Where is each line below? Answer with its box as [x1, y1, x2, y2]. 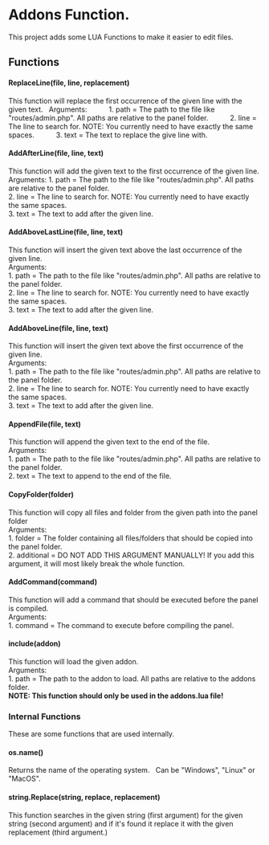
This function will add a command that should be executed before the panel [8, 594, 259, 604]
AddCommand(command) [8, 577, 98, 587]
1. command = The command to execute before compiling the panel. [8, 620, 234, 630]
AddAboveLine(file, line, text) [8, 323, 109, 333]
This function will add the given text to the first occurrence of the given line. [8, 166, 259, 176]
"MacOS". [8, 774, 42, 784]
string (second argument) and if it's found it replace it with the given [8, 818, 234, 828]
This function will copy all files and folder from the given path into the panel [8, 508, 259, 517]
